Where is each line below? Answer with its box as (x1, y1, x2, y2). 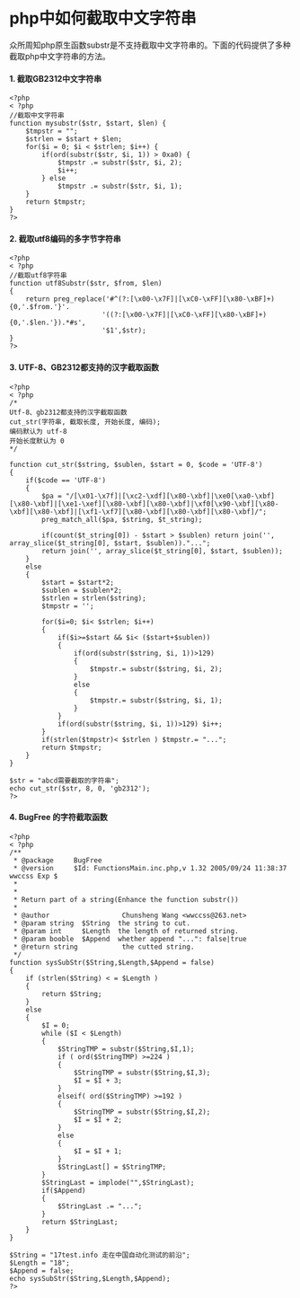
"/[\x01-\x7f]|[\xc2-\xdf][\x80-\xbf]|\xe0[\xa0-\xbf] (66, 491, 276, 500)
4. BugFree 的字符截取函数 (9, 812, 108, 823)
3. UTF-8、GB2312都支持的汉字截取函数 (9, 361, 160, 373)
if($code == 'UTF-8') (25, 475, 106, 485)
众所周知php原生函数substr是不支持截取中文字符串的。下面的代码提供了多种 (9, 40, 291, 50)
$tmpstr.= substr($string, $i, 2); (89, 664, 223, 674)
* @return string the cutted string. (13, 942, 195, 951)
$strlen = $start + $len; (25, 135, 123, 144)
